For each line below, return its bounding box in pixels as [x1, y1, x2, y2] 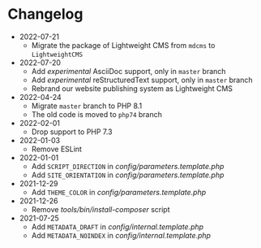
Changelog [7, 5, 83, 24]
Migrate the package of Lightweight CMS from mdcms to [31, 40, 216, 50]
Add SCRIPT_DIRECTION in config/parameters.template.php [31, 161, 225, 171]
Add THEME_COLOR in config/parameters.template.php [31, 187, 207, 197]
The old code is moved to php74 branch [31, 109, 163, 119]
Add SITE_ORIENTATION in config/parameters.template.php [31, 170, 225, 180]
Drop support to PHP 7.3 [31, 127, 113, 137]
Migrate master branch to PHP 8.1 [31, 101, 143, 111]
